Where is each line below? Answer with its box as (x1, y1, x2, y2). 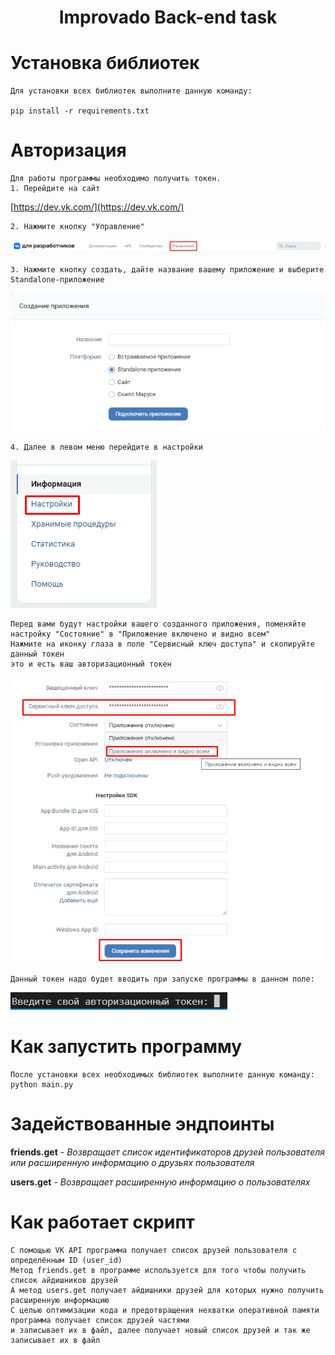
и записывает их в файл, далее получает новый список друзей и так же (10, 1325, 311, 1335)
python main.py (10, 1079, 74, 1090)
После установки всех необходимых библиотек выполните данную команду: (10, 1069, 315, 1080)
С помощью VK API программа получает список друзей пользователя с (10, 1245, 298, 1255)
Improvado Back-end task (58, 6, 278, 29)
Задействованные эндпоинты (10, 1113, 275, 1136)
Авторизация (10, 139, 127, 162)
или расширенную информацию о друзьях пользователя (10, 1156, 255, 1168)
